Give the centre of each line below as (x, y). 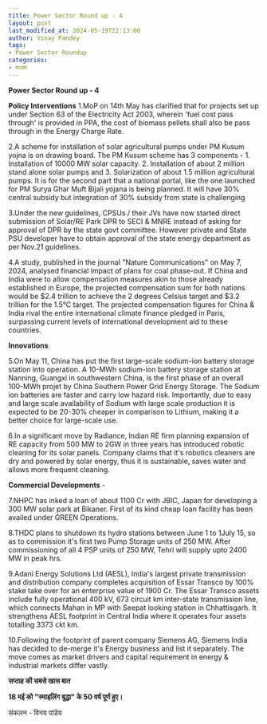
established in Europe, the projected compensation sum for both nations (127, 287)
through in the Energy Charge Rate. (66, 131)
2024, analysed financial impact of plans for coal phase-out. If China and (128, 270)
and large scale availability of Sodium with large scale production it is (122, 403)
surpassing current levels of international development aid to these (118, 321)
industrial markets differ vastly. (59, 665)
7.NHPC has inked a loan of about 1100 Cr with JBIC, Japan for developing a (133, 500)
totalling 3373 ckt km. (44, 624)
